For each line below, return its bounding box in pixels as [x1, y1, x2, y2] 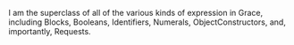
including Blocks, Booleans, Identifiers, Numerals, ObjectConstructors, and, [8, 17, 287, 27]
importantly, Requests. [8, 26, 91, 36]
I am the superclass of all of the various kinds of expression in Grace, [8, 8, 264, 18]
